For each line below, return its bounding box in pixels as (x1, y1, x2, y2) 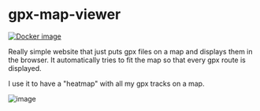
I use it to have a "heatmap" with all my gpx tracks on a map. (8, 79, 205, 88)
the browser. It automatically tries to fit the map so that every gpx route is (8, 55, 246, 65)
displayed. (8, 63, 42, 72)
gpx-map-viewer (8, 6, 121, 24)
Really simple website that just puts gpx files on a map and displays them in (8, 46, 254, 56)
